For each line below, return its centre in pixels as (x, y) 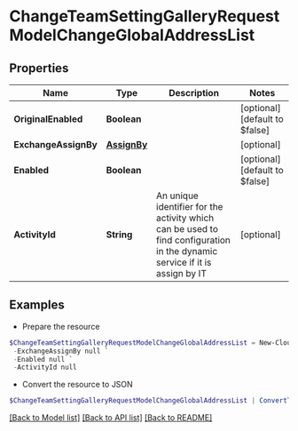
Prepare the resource (61, 326)
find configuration (193, 240)
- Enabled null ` (43, 359)
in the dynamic (187, 251)
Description (194, 93)
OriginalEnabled (48, 119)
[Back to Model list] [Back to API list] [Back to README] (111, 418)
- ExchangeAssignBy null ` (61, 351)
